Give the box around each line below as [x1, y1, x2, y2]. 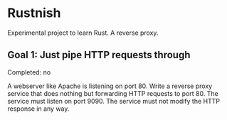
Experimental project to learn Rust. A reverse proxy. [7, 28, 159, 37]
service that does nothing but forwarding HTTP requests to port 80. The [7, 89, 218, 97]
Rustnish [7, 5, 61, 21]
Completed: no [7, 67, 51, 76]
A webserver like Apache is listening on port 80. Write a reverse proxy [7, 82, 213, 90]
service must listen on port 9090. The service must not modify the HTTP [7, 97, 221, 105]
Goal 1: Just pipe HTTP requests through [7, 49, 191, 61]
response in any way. [7, 104, 70, 113]
